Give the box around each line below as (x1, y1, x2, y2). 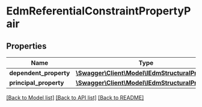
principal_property (9, 79, 64, 87)
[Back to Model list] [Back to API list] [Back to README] (6, 94, 144, 101)
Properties (6, 41, 47, 51)
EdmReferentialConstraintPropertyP (6, 4, 191, 18)
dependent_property (9, 69, 70, 77)
